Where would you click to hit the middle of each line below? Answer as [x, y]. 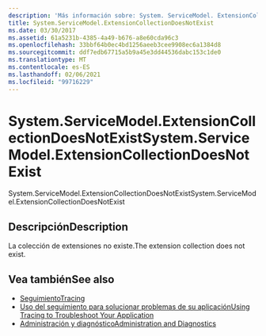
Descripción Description [68, 227]
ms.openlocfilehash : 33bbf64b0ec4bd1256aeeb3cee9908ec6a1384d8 [115, 45]
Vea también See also [61, 279]
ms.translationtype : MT [47, 60]
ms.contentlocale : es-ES [49, 67]
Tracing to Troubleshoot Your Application [87, 315]
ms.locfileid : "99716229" [51, 82]
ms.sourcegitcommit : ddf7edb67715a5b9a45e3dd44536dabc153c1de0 [115, 52]
